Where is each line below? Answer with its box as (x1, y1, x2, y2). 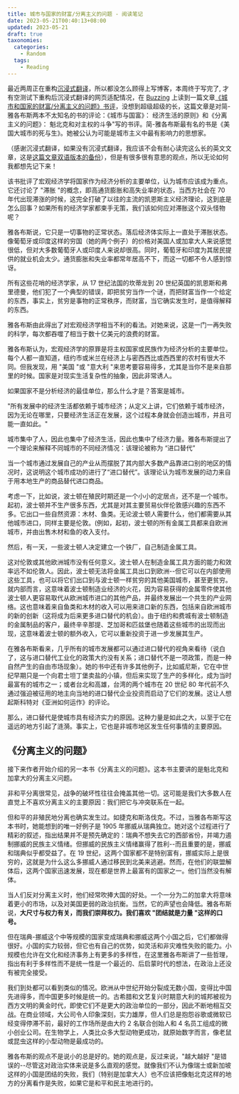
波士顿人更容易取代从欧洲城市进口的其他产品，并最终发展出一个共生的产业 (7, 593, 225, 602)
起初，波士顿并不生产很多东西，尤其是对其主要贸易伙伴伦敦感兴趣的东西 (7, 500, 219, 509)
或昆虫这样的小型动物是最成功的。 (7, 1037, 107, 1045)
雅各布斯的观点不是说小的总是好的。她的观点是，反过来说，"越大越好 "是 (7, 1052, 221, 1060)
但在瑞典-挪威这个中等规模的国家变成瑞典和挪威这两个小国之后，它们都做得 (7, 933, 229, 941)
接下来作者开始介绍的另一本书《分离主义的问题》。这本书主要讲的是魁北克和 (7, 765, 229, 774)
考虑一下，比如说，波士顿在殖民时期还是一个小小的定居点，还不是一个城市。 (7, 492, 232, 500)
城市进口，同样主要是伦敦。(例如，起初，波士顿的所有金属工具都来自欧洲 (13, 518, 228, 527)
